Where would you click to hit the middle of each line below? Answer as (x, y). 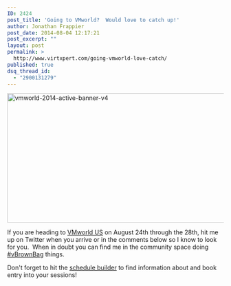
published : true (30, 65)
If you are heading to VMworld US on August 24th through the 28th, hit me (113, 232)
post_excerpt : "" (32, 39)
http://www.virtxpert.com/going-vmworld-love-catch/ (90, 59)
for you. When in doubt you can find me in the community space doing (108, 247)
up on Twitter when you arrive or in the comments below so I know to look (112, 240)
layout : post (26, 45)
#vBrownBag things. (36, 254)
